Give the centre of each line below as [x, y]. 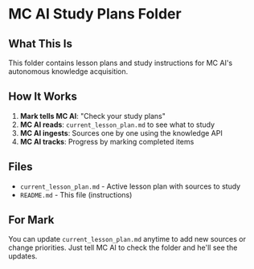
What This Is [40, 44]
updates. [23, 256]
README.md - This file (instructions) [76, 194]
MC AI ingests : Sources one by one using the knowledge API [121, 132]
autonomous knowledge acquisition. [68, 71]
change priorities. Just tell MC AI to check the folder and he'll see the [123, 248]
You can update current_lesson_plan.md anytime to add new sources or [127, 239]
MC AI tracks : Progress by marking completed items [107, 141]
